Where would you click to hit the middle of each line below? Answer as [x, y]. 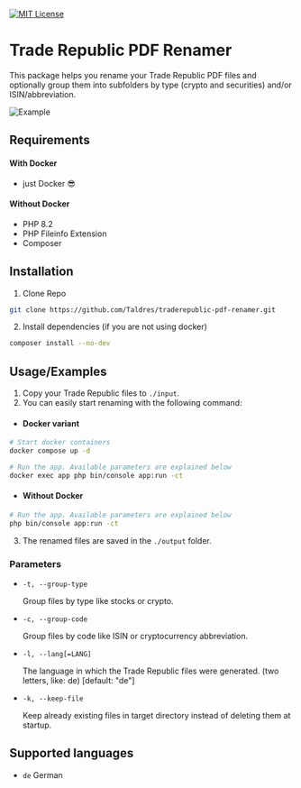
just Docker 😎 [49, 183]
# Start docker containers [60, 443]
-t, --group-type [55, 585]
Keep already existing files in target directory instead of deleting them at [156, 716]
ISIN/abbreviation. [43, 94]
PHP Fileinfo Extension [64, 234]
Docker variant [50, 423]
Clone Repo [44, 293]
